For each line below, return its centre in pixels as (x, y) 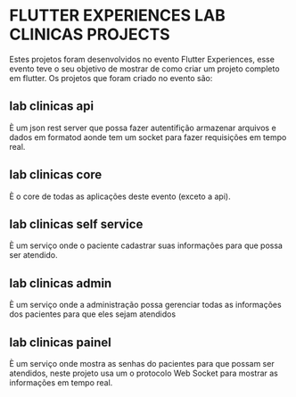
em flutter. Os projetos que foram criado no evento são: (111, 78)
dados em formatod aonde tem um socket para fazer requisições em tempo (148, 137)
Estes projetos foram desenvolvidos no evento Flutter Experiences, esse (142, 59)
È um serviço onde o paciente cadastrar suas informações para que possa (146, 245)
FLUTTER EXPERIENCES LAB (117, 16)
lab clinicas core (56, 175)
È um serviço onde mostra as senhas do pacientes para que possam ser (142, 364)
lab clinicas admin (61, 283)
